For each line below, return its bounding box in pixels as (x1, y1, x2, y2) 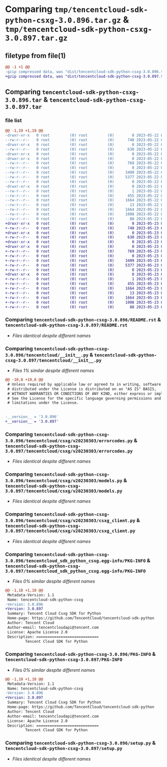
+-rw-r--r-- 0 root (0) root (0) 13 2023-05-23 (5, 290, 159, 295)
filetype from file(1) (5, 51, 66, 60)
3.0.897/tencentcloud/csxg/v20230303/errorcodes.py (5, 448, 133, 454)
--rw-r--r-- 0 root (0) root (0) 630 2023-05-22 (5, 147, 159, 152)
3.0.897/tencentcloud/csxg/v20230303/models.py (5, 488, 123, 494)
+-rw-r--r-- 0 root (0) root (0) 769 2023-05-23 (5, 249, 159, 254)
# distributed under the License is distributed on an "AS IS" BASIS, (7, 386, 157, 391)
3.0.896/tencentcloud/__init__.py (5, 352, 88, 358)
